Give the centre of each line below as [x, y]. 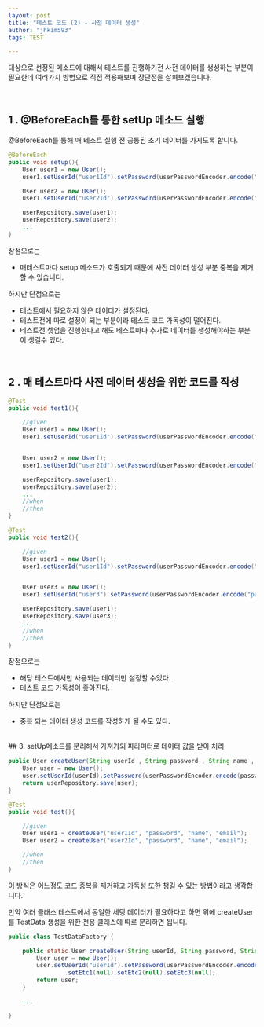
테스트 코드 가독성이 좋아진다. [65, 688]
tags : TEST [26, 37]
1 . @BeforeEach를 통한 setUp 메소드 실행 [106, 120]
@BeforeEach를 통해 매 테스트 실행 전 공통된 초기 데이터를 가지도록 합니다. [123, 140]
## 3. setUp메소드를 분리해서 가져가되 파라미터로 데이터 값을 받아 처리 [116, 746]
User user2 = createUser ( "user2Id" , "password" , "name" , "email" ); [135, 841]
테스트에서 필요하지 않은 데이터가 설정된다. [85, 310]
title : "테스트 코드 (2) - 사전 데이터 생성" [74, 23]
